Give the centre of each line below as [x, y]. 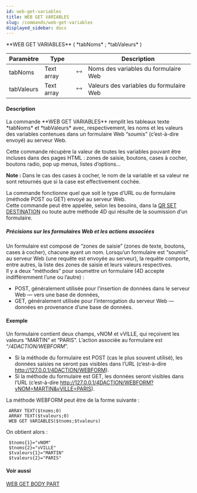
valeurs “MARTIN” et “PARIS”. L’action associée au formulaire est [84, 340]
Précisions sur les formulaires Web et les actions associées [80, 231]
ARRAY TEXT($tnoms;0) [35, 410]
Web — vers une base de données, [57, 295]
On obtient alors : [27, 432]
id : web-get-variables [34, 11]
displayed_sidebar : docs [36, 28]
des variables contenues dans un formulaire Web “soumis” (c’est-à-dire [92, 134]
